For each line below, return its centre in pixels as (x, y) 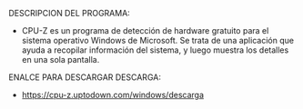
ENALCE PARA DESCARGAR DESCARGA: (85, 77)
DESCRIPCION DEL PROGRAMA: (70, 13)
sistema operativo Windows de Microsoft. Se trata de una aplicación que (158, 40)
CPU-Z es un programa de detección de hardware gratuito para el (145, 30)
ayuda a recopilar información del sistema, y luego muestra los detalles (155, 50)
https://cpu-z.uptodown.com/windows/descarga (113, 95)
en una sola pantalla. (61, 59)
